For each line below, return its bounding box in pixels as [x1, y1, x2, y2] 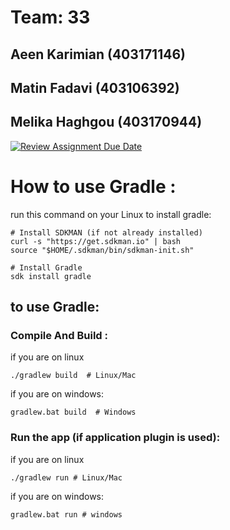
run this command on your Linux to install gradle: [10, 208, 212, 220]
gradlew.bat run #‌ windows [10, 509, 123, 520]
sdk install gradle [10, 271, 92, 281]
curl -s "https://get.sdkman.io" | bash [10, 236, 182, 246]
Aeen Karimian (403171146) [10, 46, 186, 63]
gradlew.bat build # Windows [10, 407, 137, 418]
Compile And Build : [10, 329, 108, 343]
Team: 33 [10, 6, 91, 29]
